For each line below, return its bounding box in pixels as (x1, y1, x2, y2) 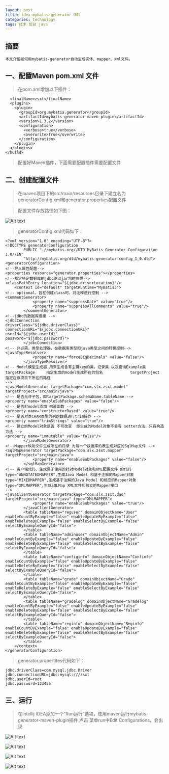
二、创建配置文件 (5, 176, 59, 184)
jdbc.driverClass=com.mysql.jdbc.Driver (5, 668, 92, 673)
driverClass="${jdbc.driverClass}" (5, 322, 81, 328)
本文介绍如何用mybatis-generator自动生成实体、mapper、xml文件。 (5, 57, 133, 62)
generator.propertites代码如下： (17, 657, 85, 663)
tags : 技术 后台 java (5, 21, 48, 27)
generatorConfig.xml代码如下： (17, 228, 84, 234)
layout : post (5, 7, 33, 13)
